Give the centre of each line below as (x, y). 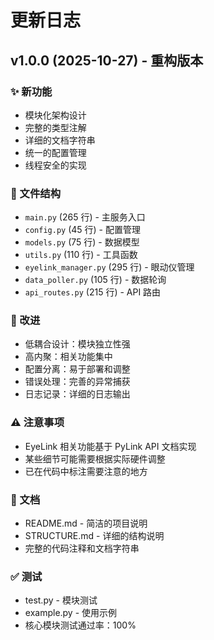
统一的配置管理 (55, 152)
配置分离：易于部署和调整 (77, 369)
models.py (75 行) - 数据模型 (82, 242)
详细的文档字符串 (60, 140)
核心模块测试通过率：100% (80, 625)
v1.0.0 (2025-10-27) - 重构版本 (107, 60)
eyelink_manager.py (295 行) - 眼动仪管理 (109, 267)
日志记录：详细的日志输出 (77, 394)
